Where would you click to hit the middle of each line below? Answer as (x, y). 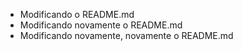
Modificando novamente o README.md (101, 25)
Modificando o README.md (77, 14)
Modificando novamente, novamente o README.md (126, 35)
